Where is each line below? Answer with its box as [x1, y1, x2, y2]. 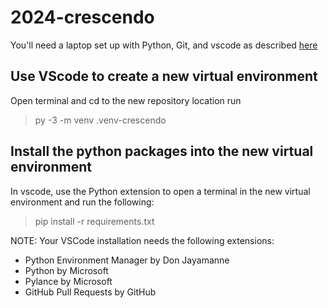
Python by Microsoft [24, 264, 109, 276]
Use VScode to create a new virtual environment [10, 68, 318, 85]
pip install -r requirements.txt [34, 215, 155, 227]
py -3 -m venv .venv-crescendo [34, 114, 167, 126]
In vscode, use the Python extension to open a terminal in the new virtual [10, 185, 311, 197]
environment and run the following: [10, 196, 155, 208]
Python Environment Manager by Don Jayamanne [24, 254, 230, 266]
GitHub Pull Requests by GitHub [24, 286, 157, 298]
